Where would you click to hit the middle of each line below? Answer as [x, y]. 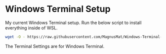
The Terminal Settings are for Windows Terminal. [55, 46]
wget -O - [15, 37]
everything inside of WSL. [31, 27]
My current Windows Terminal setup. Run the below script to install [73, 23]
